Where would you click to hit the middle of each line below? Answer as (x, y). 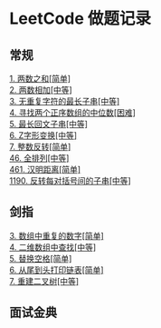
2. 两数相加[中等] (41, 90)
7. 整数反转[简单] (40, 147)
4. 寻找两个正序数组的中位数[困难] (72, 113)
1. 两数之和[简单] (40, 79)
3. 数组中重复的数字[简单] (57, 235)
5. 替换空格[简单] (41, 258)
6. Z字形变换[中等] (43, 135)
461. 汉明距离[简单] (45, 169)
